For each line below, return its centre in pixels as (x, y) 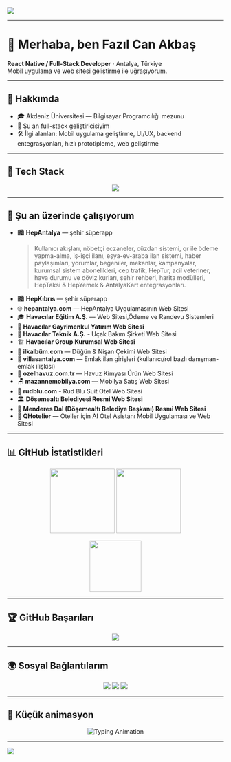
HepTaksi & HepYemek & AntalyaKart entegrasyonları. (110, 285)
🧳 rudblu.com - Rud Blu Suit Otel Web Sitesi (79, 391)
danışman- (203, 359)
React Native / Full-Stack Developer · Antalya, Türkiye (85, 63)
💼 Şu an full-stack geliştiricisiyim (63, 126)
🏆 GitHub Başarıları (51, 617)
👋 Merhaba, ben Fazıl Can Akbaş (102, 45)
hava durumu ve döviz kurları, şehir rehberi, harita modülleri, (120, 278)
